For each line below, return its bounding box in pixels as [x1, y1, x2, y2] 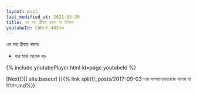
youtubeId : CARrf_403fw [6, 25, 64, 31]
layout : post [6, 8, 38, 15]
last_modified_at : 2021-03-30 [6, 14, 80, 20]
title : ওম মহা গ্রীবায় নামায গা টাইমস [6, 19, 74, 25]
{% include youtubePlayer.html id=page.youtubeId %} [6, 64, 137, 71]
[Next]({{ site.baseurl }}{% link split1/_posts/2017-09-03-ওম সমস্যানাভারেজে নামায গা [6, 75, 191, 82]
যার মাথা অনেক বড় [14, 53, 46, 60]
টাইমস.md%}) [6, 82, 35, 89]
